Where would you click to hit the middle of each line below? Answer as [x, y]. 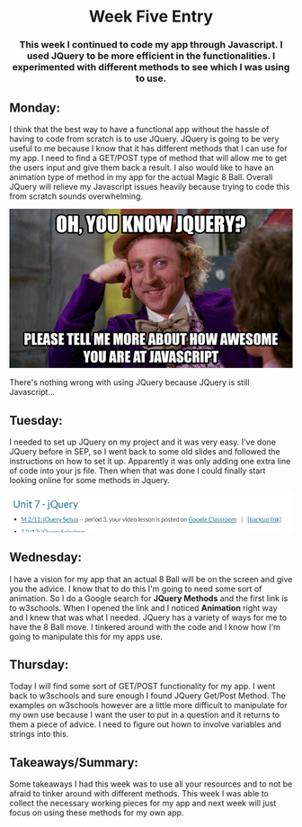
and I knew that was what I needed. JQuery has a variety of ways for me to [148, 617]
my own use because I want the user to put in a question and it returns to [145, 715]
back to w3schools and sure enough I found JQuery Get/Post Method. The [147, 696]
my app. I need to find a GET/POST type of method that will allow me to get [148, 157]
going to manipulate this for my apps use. [86, 636]
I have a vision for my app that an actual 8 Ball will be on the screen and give [151, 579]
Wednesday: [46, 557]
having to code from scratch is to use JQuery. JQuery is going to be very [144, 139]
